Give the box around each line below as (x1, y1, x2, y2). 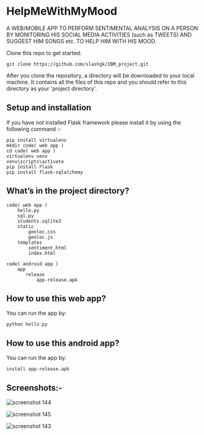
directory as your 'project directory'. (6, 84, 97, 92)
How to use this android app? (6, 338, 120, 348)
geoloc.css (28, 228, 56, 235)
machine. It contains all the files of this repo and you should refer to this (6, 78, 187, 86)
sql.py (17, 213, 34, 219)
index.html (28, 250, 56, 256)
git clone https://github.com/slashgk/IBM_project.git (6, 61, 149, 67)
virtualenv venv (6, 153, 48, 159)
